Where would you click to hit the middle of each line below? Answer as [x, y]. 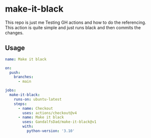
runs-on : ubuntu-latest [38, 99]
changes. [14, 33]
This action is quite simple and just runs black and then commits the [73, 27]
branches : [24, 77]
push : [15, 72]
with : [28, 127]
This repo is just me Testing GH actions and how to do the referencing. [76, 22]
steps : [20, 104]
